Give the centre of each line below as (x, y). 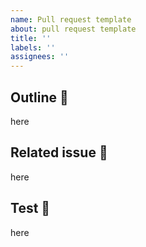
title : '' (31, 38)
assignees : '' (40, 57)
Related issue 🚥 (59, 152)
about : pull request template (73, 29)
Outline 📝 (39, 97)
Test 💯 (30, 208)
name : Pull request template (71, 19)
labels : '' (33, 47)
